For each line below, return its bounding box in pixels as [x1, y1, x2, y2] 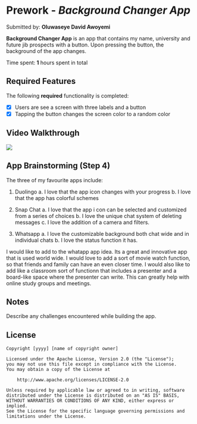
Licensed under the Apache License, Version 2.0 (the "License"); [6, 356, 174, 362]
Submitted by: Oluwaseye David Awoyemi [6, 23, 111, 30]
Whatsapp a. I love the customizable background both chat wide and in [14, 230, 189, 237]
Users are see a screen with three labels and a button [14, 104, 146, 111]
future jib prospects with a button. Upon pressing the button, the [6, 41, 164, 48]
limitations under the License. [6, 413, 86, 420]
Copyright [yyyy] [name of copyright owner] [6, 346, 118, 352]
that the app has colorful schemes [14, 194, 99, 201]
